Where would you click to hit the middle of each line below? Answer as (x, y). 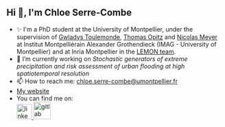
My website (33, 91)
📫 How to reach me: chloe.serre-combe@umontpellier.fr (97, 81)
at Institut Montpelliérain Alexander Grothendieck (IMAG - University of (116, 44)
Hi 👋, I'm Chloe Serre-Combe (69, 13)
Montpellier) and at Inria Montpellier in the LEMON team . (96, 51)
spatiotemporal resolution (53, 73)
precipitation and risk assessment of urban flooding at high (100, 66)
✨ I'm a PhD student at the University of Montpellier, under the (105, 29)
